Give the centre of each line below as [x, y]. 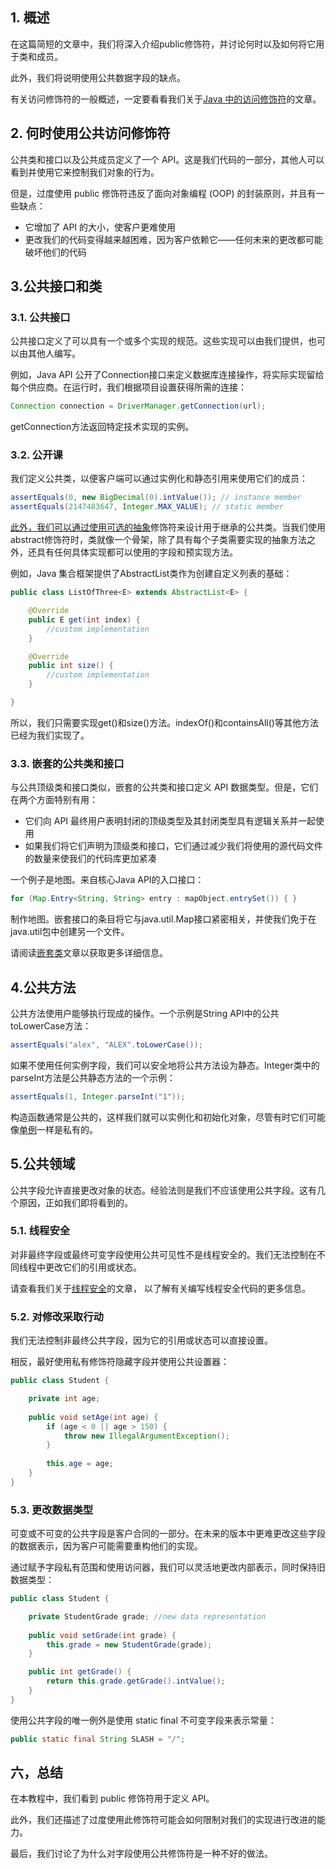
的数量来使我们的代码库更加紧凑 [90, 859]
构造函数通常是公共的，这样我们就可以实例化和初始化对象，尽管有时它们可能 [168, 1117]
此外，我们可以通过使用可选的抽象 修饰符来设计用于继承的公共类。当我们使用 [168, 527]
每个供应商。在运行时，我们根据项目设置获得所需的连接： [128, 387]
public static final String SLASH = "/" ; [98, 1739]
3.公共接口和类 [56, 286]
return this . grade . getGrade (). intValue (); [136, 1681]
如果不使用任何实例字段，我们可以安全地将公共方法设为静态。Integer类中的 [165, 1065]
